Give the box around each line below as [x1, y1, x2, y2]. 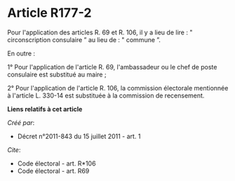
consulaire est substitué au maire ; [7, 70, 107, 79]
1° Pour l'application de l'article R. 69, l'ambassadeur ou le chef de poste [7, 62, 217, 71]
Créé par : [7, 118, 35, 127]
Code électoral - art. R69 [17, 166, 90, 175]
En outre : [7, 49, 36, 58]
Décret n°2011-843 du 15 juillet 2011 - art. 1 [17, 132, 141, 140]
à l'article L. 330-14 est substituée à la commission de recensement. [7, 91, 205, 100]
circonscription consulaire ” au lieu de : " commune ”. [7, 35, 161, 43]
